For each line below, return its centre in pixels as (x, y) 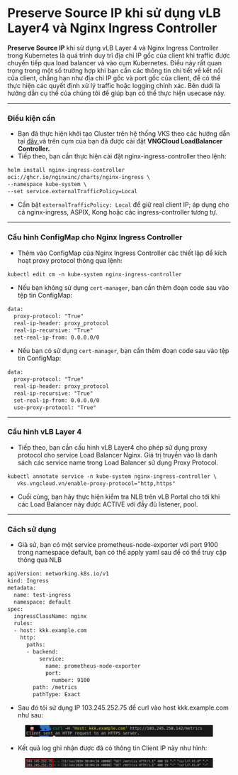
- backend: (42, 652)
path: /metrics (55, 688)
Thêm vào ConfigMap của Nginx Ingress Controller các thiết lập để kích (122, 253)
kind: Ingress (28, 581)
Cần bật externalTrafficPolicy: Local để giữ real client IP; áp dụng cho (123, 205)
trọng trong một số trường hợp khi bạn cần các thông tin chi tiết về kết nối (115, 70)
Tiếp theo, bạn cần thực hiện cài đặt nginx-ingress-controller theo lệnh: (122, 156)
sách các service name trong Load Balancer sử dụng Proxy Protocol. (118, 462)
